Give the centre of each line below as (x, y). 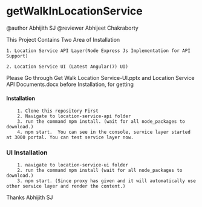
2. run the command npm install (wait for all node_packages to (100, 171)
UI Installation (27, 153)
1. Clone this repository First (58, 111)
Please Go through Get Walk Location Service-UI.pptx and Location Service (100, 77)
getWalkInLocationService (75, 11)
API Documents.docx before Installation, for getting (70, 84)
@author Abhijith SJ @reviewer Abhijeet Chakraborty (73, 28)
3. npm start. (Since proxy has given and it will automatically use (107, 181)
